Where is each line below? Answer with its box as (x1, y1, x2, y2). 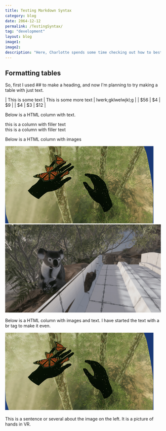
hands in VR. (5, 421, 31, 427)
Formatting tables (5, 69, 61, 77)
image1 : (5, 40, 21, 45)
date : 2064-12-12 (5, 18, 41, 23)
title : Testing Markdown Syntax (5, 8, 72, 13)
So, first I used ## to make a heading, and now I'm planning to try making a (5, 82, 158, 88)
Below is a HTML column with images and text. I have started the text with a (5, 317, 160, 323)
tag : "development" (5, 29, 45, 34)
